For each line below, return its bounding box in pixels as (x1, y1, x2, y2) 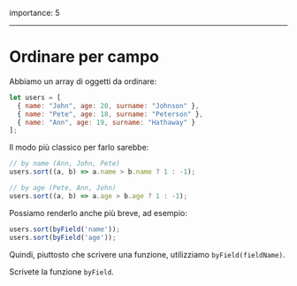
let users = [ (9, 93, 62, 102)
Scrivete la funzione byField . (9, 266, 115, 277)
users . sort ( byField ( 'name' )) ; (9, 225, 121, 234)
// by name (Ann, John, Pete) (9, 159, 121, 168)
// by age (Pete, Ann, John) (9, 183, 117, 193)
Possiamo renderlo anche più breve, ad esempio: (9, 207, 187, 218)
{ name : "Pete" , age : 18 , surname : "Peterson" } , (17, 110, 203, 119)
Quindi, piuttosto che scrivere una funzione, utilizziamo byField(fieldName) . (9, 249, 286, 259)
